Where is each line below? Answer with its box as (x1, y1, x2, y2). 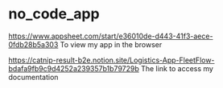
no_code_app (8, 5, 100, 23)
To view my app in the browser (60, 39, 163, 49)
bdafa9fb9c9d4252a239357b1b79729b (8, 63, 139, 73)
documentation (8, 72, 59, 82)
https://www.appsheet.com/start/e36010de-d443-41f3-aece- (8, 31, 213, 41)
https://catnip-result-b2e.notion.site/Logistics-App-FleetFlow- (8, 55, 215, 65)
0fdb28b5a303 (8, 39, 59, 49)
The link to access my (140, 63, 213, 73)
